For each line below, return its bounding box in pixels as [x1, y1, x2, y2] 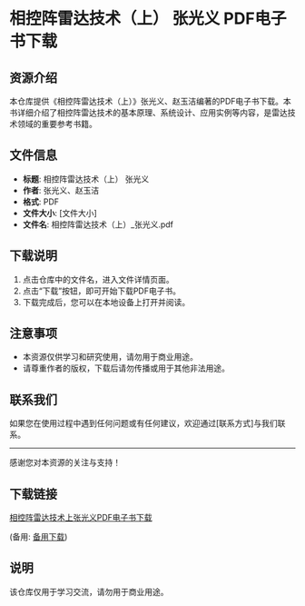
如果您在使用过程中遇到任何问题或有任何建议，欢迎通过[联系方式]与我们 [9, 418, 279, 429]
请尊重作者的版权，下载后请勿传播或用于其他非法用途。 [22, 363, 230, 373]
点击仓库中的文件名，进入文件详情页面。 [22, 273, 174, 284]
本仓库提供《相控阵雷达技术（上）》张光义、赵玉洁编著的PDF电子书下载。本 [9, 96, 292, 106]
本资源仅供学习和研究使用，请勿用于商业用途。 [22, 352, 198, 363]
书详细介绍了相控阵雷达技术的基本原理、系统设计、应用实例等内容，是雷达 [9, 107, 288, 118]
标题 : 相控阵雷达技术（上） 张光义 [22, 174, 150, 184]
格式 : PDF [22, 196, 60, 207]
